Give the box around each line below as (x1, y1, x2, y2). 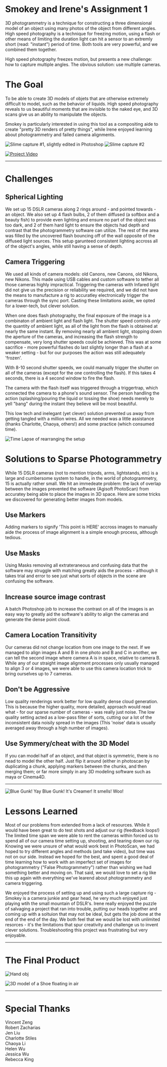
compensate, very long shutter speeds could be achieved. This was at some (5, 339, 162, 345)
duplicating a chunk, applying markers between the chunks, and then (5, 763, 147, 769)
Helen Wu (5, 1046, 26, 1052)
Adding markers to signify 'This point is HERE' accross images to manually (5, 524, 158, 530)
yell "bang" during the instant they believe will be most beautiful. (5, 401, 138, 407)
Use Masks (5, 549, 41, 557)
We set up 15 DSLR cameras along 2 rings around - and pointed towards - (5, 206, 157, 212)
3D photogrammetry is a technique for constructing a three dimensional (5, 20, 152, 26)
